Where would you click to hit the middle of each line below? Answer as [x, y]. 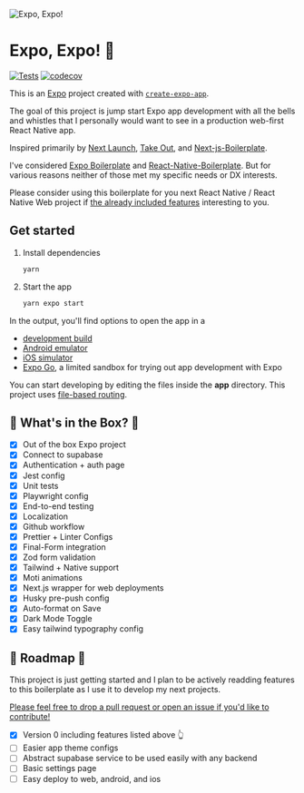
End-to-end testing [58, 506]
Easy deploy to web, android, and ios [92, 778]
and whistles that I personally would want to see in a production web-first [147, 120]
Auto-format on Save [62, 609]
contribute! [30, 717]
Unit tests [40, 485]
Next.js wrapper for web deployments [93, 588]
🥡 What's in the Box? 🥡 [74, 422]
